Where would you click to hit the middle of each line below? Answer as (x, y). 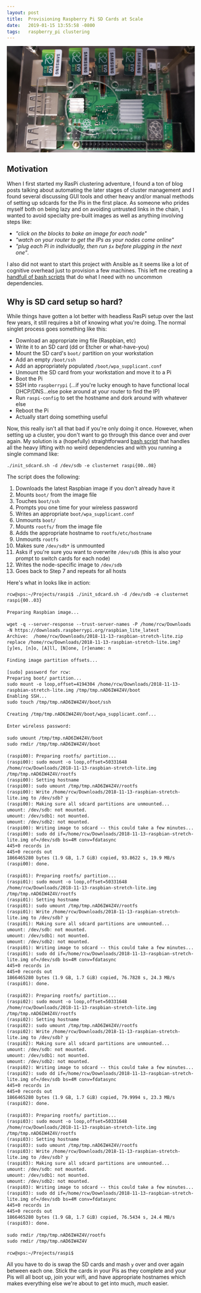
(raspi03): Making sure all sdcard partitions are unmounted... (88, 1164)
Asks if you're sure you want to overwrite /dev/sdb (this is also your (98, 552)
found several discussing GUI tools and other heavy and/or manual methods (100, 196)
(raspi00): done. (28, 864)
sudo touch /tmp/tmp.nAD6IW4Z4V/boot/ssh (59, 702)
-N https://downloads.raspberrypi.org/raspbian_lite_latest (83, 631)
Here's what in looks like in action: (49, 583)
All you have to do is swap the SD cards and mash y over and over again (95, 1264)
